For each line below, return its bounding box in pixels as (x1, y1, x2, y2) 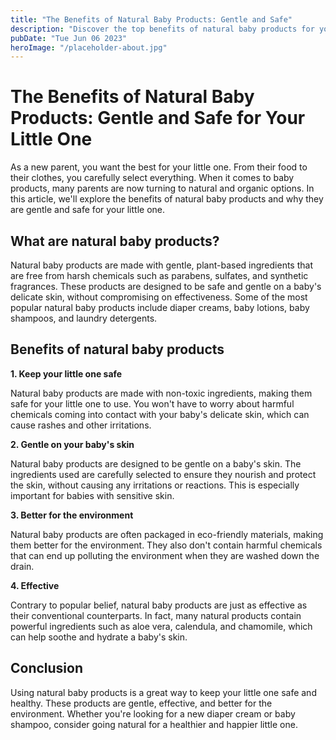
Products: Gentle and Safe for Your (10, 107, 306, 130)
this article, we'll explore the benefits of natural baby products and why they (10, 193, 324, 205)
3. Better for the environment (10, 509, 134, 521)
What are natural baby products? (10, 232, 220, 250)
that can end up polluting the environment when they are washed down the (10, 549, 320, 561)
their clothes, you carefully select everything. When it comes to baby (10, 172, 295, 184)
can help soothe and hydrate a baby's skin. (10, 631, 188, 643)
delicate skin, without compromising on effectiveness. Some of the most (10, 291, 308, 303)
